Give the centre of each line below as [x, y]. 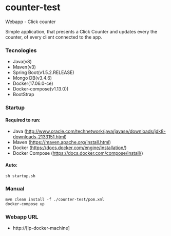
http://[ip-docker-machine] [41, 228]
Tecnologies [21, 50]
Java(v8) [22, 62]
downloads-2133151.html [39, 137]
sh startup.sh [21, 176]
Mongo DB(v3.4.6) [32, 78]
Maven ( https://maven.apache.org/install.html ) [62, 142]
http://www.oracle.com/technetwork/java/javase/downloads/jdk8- [96, 131]
